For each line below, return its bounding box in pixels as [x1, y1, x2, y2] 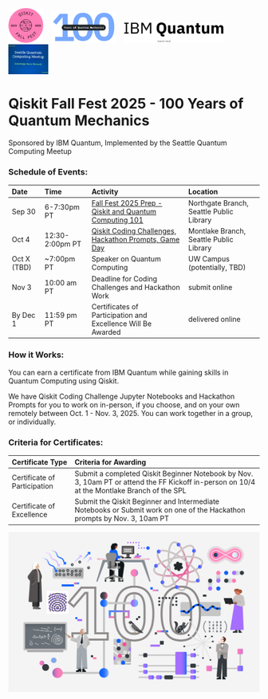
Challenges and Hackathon [91, 282, 181, 292]
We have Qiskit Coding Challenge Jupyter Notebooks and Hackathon [8, 391, 235, 401]
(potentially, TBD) [188, 263, 246, 273]
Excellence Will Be [91, 319, 152, 328]
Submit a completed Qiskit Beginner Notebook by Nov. [74, 469, 254, 478]
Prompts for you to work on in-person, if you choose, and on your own [8, 399, 240, 410]
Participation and [91, 310, 148, 320]
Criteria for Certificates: [8, 437, 104, 448]
